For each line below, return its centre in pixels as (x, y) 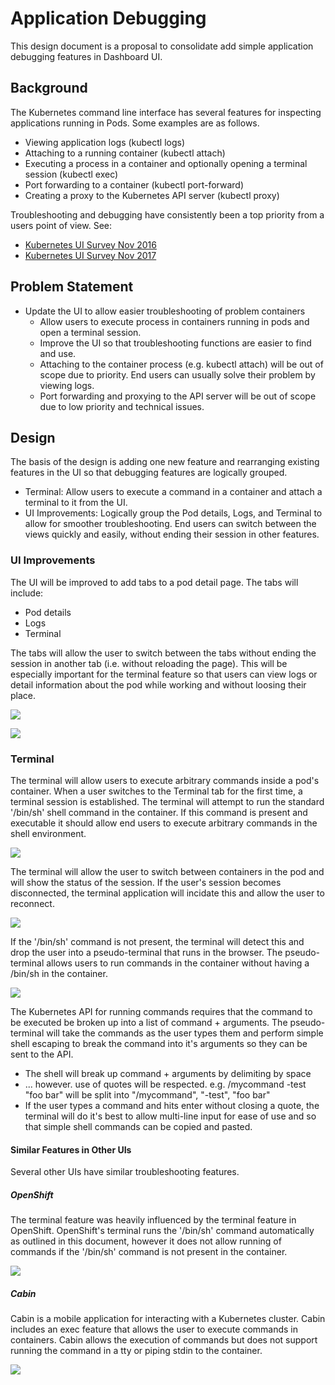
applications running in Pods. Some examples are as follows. (135, 123)
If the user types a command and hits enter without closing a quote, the (172, 1105)
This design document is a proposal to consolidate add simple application (162, 46)
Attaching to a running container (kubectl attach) (125, 153)
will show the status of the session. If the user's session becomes (146, 882)
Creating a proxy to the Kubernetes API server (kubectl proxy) (152, 195)
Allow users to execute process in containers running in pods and (174, 321)
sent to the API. (42, 1054)
